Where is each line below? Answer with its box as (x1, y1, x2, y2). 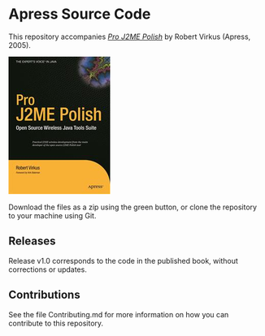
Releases (8, 235, 56, 248)
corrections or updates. (8, 265, 87, 274)
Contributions (8, 288, 80, 302)
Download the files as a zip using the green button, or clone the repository (8, 202, 258, 212)
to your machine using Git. (8, 210, 97, 220)
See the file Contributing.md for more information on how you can (8, 309, 229, 319)
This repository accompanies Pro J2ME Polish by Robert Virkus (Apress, (8, 32, 251, 41)
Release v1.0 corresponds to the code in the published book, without (8, 256, 238, 265)
